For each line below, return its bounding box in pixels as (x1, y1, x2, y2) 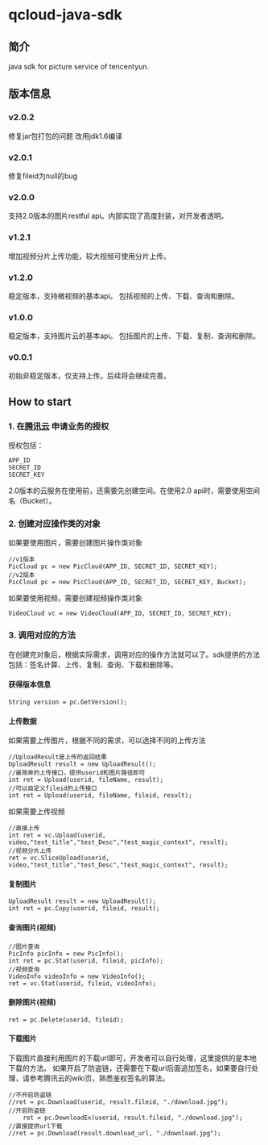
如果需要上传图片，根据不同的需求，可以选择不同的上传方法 (8, 736, 206, 746)
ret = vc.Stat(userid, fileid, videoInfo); (8, 979, 157, 988)
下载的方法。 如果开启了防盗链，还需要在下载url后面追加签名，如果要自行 (8, 1063, 252, 1072)
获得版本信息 (8, 679, 51, 689)
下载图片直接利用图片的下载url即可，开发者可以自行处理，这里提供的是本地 (8, 1053, 258, 1063)
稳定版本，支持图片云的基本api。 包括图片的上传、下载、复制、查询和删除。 (8, 331, 260, 341)
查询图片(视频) (8, 922, 56, 932)
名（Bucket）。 (8, 496, 56, 506)
